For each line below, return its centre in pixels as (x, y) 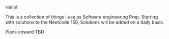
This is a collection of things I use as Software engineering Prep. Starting (82, 17)
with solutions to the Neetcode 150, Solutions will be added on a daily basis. (85, 22)
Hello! (11, 7)
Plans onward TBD (25, 32)
